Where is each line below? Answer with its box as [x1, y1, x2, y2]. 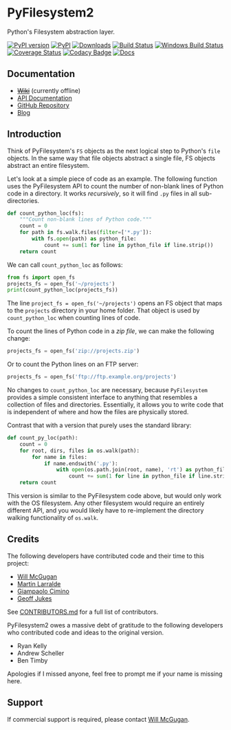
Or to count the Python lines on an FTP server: [7, 360, 139, 369]
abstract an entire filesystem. [7, 161, 90, 169]
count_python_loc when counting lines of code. [7, 314, 141, 322]
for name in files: [32, 453, 88, 460]
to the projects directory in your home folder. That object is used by [7, 306, 200, 314]
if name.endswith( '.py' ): [43, 460, 118, 467]
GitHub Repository [16, 101, 70, 109]
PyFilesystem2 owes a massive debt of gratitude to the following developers [7, 621, 223, 629]
